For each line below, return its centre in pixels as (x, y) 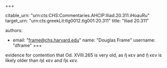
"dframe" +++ (27, 45)
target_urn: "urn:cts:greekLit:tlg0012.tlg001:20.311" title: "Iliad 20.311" (77, 21)
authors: (14, 30)
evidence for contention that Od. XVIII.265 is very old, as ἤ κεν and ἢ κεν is (83, 55)
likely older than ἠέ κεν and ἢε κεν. (42, 60)
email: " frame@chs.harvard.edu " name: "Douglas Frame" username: (84, 40)
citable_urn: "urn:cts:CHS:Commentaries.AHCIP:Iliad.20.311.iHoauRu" (78, 15)
